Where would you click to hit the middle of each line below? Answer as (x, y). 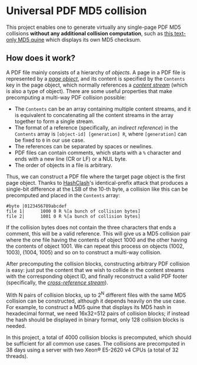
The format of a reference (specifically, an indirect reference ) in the (96, 127)
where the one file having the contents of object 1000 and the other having (97, 240)
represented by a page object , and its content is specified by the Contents (96, 78)
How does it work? (41, 58)
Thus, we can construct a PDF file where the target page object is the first (96, 176)
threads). (17, 356)
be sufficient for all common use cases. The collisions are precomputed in (96, 344)
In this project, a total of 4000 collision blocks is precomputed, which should (99, 337)
